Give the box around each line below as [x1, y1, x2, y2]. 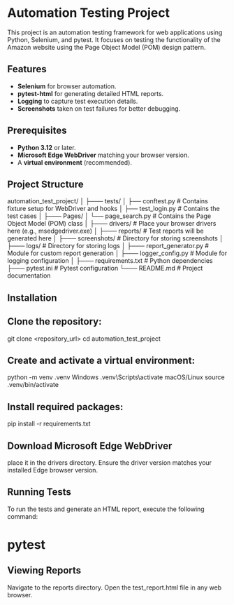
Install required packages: [7, 401, 124, 413]
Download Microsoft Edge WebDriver [7, 440, 173, 451]
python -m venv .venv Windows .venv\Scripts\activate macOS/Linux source [7, 373, 225, 381]
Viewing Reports [7, 564, 82, 576]
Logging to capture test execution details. [17, 97, 138, 105]
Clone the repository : [7, 315, 102, 327]
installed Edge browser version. [7, 466, 98, 475]
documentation [7, 271, 51, 280]
